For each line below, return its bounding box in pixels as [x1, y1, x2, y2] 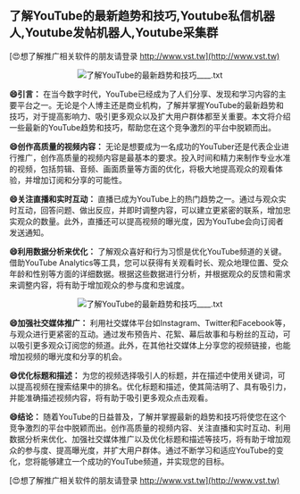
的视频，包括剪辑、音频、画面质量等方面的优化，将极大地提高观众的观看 [9, 163, 275, 174]
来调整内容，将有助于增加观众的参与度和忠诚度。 [9, 280, 189, 290]
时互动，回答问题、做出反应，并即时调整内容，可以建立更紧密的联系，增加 [9, 205, 283, 215]
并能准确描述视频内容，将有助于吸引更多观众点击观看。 [9, 392, 212, 403]
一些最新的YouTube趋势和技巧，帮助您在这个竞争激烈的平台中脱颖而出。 [9, 121, 277, 132]
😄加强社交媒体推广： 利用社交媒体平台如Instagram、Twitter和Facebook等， [9, 317, 290, 328]
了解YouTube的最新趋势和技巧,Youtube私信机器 [9, 8, 275, 24]
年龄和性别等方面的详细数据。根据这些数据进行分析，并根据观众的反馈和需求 [9, 268, 291, 279]
